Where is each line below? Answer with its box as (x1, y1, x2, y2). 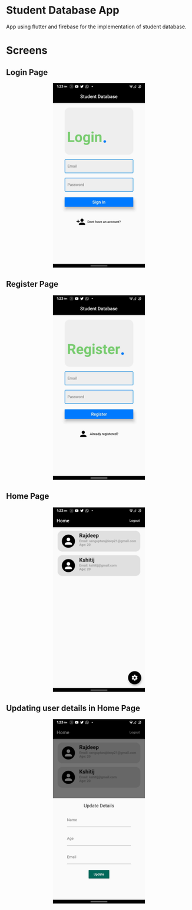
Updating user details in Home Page (6, 703, 140, 713)
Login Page (6, 67, 48, 77)
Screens (6, 44, 48, 57)
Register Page (6, 279, 59, 289)
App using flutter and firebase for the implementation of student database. (6, 23, 187, 30)
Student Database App (6, 4, 120, 17)
